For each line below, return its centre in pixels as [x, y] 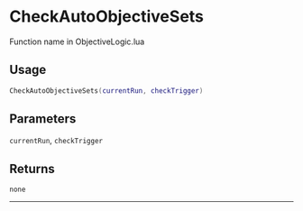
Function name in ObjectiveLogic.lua [77, 41]
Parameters [43, 119]
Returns [32, 169]
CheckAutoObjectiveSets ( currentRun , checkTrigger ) [106, 91]
